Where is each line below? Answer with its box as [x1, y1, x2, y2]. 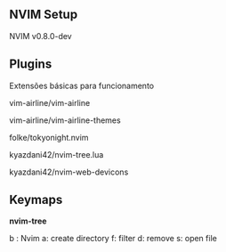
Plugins [9, 57, 52, 72]
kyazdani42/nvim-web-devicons [9, 167, 129, 177]
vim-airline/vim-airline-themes [9, 115, 122, 126]
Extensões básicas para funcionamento [9, 80, 154, 91]
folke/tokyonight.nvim [9, 132, 89, 142]
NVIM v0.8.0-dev [9, 30, 73, 41]
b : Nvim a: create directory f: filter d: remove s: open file [9, 233, 218, 244]
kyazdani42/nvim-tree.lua [9, 149, 104, 159]
